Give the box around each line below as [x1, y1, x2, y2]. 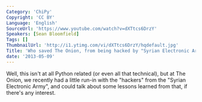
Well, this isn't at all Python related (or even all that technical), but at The [6, 70, 186, 77]
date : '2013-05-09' [6, 53, 55, 59]
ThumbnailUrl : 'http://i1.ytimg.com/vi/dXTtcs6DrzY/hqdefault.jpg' [6, 43, 179, 49]
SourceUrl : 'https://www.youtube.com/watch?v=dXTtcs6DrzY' [6, 25, 158, 32]
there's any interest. [6, 89, 56, 96]
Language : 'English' [6, 20, 58, 26]
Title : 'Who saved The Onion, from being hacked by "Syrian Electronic [6, 48, 189, 54]
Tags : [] [6, 37, 28, 43]
